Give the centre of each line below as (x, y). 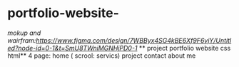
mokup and (24, 33)
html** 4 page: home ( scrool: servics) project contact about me (102, 56)
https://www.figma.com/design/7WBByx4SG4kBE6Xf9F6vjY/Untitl (133, 40)
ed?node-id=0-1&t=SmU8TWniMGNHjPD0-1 (72, 48)
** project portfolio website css (185, 48)
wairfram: (22, 40)
